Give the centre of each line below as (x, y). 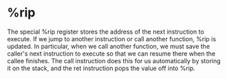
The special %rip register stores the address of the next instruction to (106, 32)
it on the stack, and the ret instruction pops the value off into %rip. (101, 68)
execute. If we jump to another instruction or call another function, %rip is (112, 38)
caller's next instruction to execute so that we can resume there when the (111, 54)
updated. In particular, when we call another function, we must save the (109, 46)
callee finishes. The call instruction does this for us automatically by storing (114, 60)
